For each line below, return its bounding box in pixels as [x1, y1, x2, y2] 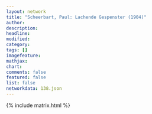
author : [6, 19, 25, 25]
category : [6, 42, 31, 48]
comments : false [6, 69, 46, 75]
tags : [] [6, 47, 28, 53]
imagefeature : [6, 53, 41, 58]
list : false [6, 80, 35, 86]
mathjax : [6, 58, 28, 64]
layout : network [6, 8, 46, 15]
